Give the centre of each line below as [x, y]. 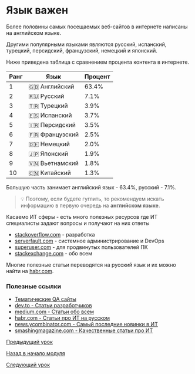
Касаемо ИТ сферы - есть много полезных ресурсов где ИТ [82, 216]
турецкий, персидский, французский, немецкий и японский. [82, 50]
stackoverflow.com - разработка [55, 234]
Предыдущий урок [29, 342]
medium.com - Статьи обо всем [54, 312]
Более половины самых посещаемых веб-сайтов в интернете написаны [97, 27]
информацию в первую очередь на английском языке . [90, 205]
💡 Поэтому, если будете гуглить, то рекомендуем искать [92, 199]
